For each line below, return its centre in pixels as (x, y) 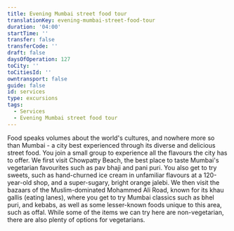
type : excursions (33, 99)
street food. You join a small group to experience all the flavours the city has (117, 153)
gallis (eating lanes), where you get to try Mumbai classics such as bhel (111, 197)
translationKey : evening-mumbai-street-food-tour (82, 20)
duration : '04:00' (34, 27)
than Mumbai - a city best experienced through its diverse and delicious (111, 145)
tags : (15, 105)
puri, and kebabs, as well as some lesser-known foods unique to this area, (115, 204)
